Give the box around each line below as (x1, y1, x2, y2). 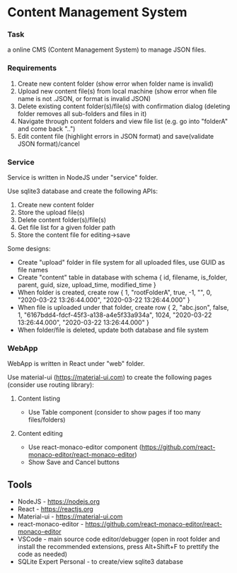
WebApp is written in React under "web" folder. (7, 359, 145, 368)
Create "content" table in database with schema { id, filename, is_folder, (17, 273, 228, 282)
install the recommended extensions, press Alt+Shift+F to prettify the (17, 543, 219, 551)
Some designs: (7, 245, 51, 253)
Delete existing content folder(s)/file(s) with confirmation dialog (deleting (17, 102, 231, 110)
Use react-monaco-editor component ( (28, 443, 142, 451)
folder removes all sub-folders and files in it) (17, 109, 147, 117)
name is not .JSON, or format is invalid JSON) (17, 94, 151, 103)
